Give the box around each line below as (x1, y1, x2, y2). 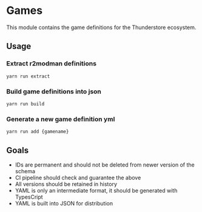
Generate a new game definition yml (6, 114, 115, 123)
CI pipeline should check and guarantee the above (15, 174, 141, 182)
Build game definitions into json (6, 87, 102, 96)
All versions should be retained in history (15, 181, 117, 188)
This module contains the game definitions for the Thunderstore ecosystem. (6, 24, 197, 31)
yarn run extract (6, 73, 50, 79)
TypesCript (15, 193, 44, 200)
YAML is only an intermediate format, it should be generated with (15, 187, 178, 194)
